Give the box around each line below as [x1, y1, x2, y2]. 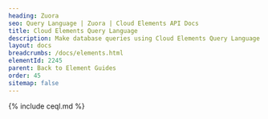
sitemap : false [8, 79, 59, 87]
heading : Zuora [8, 11, 59, 20]
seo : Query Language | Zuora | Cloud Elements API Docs [8, 19, 199, 27]
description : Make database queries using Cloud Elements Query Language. [8, 34, 264, 43]
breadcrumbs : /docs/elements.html [8, 49, 124, 57]
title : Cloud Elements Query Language [8, 27, 138, 35]
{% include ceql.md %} [8, 101, 86, 111]
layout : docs [8, 42, 52, 50]
